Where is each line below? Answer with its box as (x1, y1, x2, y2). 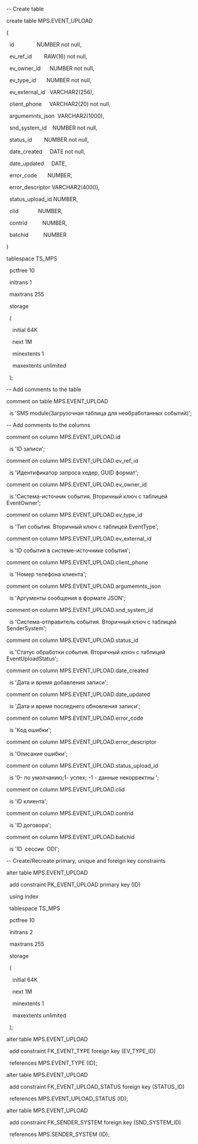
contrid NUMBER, (9, 219, 67, 226)
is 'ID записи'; (9, 445, 45, 452)
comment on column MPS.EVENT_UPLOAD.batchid (6, 833, 135, 840)
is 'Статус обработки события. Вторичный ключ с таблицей (9, 649, 166, 655)
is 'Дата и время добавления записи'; (9, 679, 109, 686)
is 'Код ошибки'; (9, 727, 52, 733)
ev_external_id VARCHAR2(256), (9, 88, 94, 96)
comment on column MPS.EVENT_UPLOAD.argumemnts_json (6, 582, 161, 590)
